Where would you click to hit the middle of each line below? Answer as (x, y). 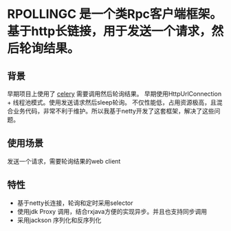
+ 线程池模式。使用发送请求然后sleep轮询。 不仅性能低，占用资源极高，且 (112, 102)
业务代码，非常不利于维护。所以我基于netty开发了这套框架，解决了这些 (113, 111)
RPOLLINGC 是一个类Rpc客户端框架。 (114, 14)
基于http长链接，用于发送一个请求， (109, 31)
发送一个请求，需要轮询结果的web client (64, 161)
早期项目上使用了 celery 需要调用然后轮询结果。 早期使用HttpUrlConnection (114, 94)
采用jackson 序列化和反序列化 (59, 220)
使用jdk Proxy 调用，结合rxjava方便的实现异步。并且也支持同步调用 (112, 211)
